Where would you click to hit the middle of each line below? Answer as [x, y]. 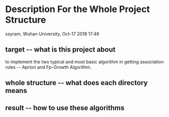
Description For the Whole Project [78, 9]
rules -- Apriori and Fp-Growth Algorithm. [48, 67]
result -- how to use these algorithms [65, 108]
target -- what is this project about [60, 49]
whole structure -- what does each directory [76, 83]
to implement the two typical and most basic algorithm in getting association [84, 62]
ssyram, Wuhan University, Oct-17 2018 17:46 [52, 34]
